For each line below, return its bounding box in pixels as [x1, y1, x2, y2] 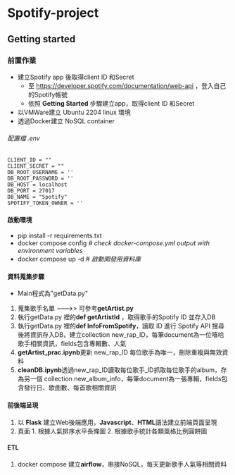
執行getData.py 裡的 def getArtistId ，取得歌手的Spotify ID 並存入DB [17, 313, 216, 321]
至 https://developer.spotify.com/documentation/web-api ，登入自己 [27, 81, 227, 90]
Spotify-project [7, 5, 99, 21]
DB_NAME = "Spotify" [7, 194, 68, 201]
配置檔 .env [7, 134, 40, 142]
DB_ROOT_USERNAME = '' [7, 169, 74, 176]
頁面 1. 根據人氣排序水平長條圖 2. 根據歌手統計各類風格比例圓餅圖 [17, 426, 208, 435]
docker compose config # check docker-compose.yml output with [17, 239, 210, 247]
